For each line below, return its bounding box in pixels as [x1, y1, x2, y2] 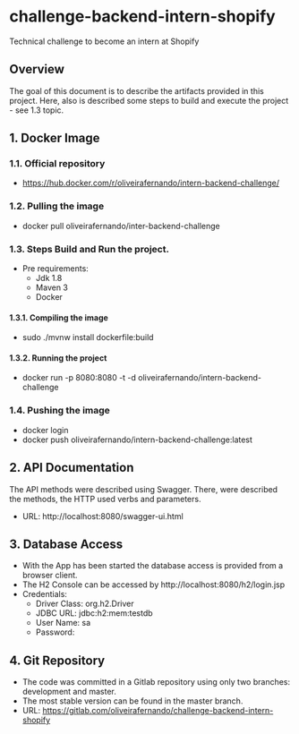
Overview [9, 62, 65, 77]
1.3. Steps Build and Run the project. [9, 243, 170, 255]
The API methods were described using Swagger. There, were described [9, 483, 278, 494]
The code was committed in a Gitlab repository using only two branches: [21, 677, 291, 687]
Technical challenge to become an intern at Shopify [9, 36, 200, 47]
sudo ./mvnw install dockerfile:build [21, 332, 154, 343]
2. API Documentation [9, 460, 134, 475]
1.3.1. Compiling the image [9, 312, 109, 323]
